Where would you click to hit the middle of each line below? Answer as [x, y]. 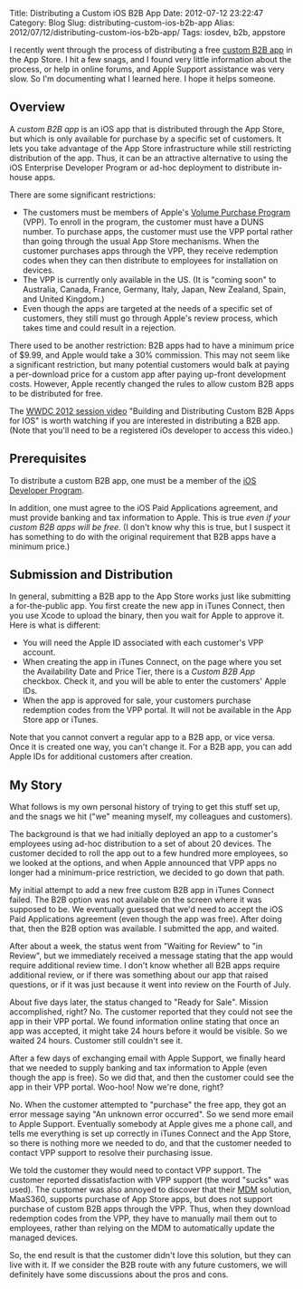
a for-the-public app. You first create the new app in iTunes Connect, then [147, 606]
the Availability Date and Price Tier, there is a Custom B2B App [139, 672]
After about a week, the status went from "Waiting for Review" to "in [136, 947]
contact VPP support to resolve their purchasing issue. [111, 1153]
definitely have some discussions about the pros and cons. [119, 1275]
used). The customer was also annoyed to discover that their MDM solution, [151, 1189]
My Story [36, 785]
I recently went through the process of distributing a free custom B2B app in [151, 50]
